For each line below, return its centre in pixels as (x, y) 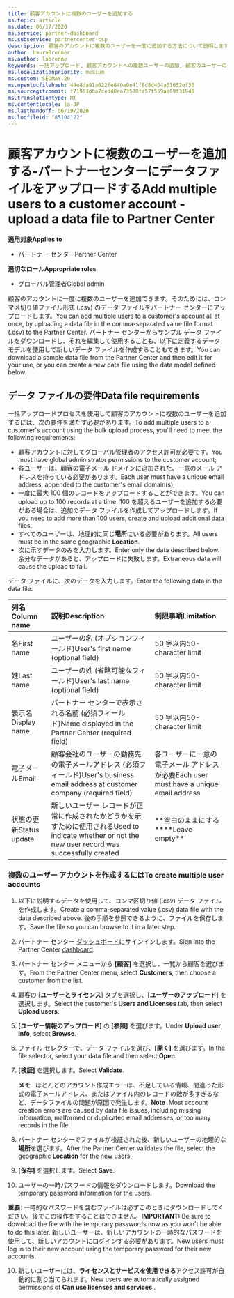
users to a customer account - (97, 204)
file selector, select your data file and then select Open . (97, 1055)
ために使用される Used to (99, 827)
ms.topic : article (34, 20)
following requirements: (42, 438)
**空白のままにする (187, 820)
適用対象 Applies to (35, 239)
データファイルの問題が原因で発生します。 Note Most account (119, 1102)
